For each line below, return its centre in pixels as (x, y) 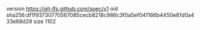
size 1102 (44, 21)
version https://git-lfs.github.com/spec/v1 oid (62, 9)
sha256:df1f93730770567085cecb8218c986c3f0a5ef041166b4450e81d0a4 (100, 15)
